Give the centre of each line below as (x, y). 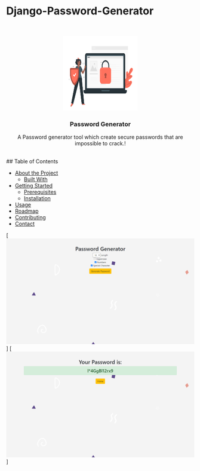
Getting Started (33, 186)
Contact (24, 224)
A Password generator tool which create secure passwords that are (100, 137)
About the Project (36, 173)
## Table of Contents (32, 161)
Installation (37, 198)
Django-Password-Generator (80, 11)
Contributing (30, 218)
